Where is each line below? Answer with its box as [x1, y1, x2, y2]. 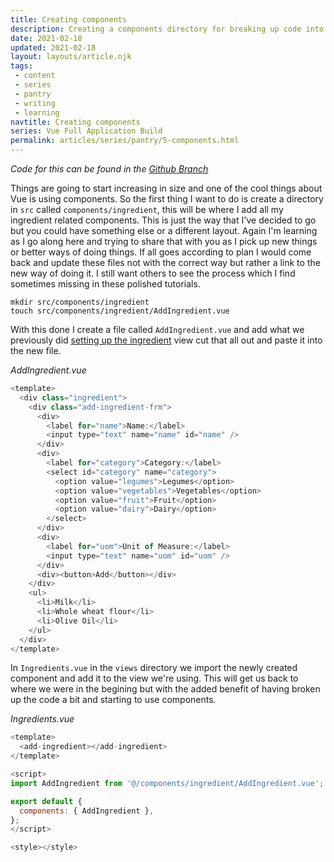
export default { [10, 796, 83, 806]
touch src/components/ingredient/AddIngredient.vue [10, 306, 230, 316]
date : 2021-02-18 [10, 33, 83, 43]
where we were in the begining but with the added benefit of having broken [10, 683, 321, 695]
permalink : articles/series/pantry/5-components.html [10, 136, 240, 146]
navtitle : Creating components [10, 117, 141, 127]
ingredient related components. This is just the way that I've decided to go [10, 214, 317, 226]
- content [14, 71, 56, 81]
